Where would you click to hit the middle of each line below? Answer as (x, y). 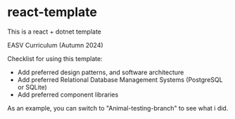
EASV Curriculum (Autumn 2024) (55, 45)
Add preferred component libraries (68, 94)
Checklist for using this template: (55, 58)
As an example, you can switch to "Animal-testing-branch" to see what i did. (118, 108)
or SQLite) (32, 87)
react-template (52, 12)
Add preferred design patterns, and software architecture (101, 72)
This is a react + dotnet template (55, 31)
